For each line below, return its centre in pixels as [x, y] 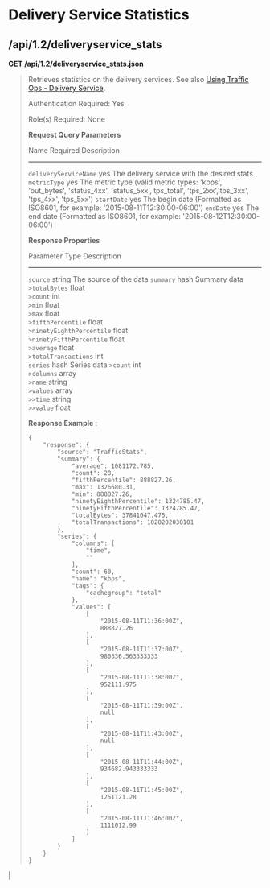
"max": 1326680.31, [104, 487]
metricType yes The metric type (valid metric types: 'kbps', [125, 182]
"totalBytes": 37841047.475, [120, 515]
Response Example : [63, 423]
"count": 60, [93, 572]
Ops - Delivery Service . [67, 88]
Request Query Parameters [74, 135]
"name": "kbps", [98, 579]
